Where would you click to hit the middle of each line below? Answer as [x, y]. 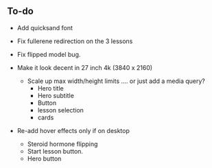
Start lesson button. [55, 151]
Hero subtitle [56, 95]
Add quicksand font [45, 27]
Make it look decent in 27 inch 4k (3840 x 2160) [85, 67]
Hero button [44, 158]
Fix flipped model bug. [49, 54]
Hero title [50, 88]
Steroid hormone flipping [62, 144]
